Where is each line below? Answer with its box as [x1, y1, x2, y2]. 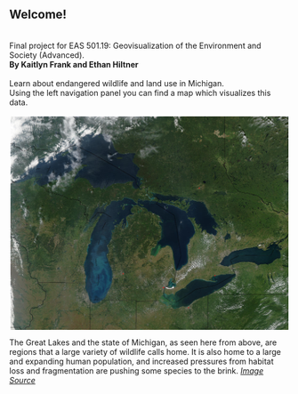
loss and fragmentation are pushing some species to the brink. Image [9, 366, 264, 376]
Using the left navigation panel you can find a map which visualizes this [9, 87, 271, 98]
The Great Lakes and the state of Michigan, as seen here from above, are [9, 337, 278, 348]
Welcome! [9, 7, 67, 22]
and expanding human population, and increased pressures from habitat [9, 356, 274, 367]
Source [9, 375, 36, 386]
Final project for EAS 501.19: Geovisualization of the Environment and [9, 40, 262, 51]
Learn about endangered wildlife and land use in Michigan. [9, 77, 224, 88]
